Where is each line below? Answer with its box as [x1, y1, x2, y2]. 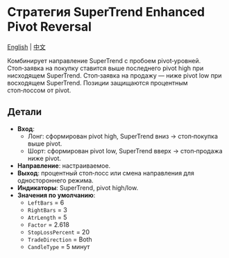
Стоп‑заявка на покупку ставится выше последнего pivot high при [7, 64, 204, 72]
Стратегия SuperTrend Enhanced [7, 4, 205, 20]
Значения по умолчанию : [17, 191, 96, 199]
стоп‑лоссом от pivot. [7, 86, 71, 94]
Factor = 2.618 [27, 220, 69, 229]
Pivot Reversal [7, 19, 92, 35]
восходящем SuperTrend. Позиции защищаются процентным [7, 78, 188, 87]
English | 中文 [7, 42, 46, 51]
